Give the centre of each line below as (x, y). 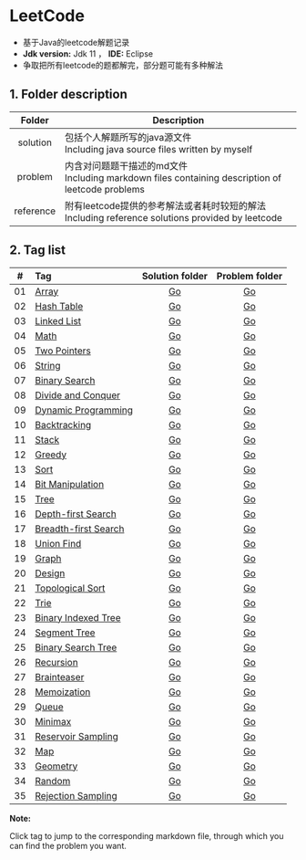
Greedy (51, 455)
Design (50, 573)
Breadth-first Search (80, 529)
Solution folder (174, 276)
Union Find (58, 543)
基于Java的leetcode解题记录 (76, 42)
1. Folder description (68, 94)
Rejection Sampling (76, 795)
